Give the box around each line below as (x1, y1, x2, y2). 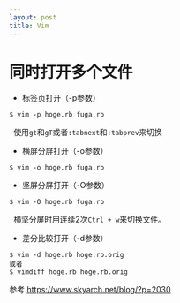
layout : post (9, 12, 57, 22)
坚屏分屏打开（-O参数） (21, 180, 109, 191)
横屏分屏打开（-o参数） (21, 146, 109, 156)
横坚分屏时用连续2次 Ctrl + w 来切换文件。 (12, 214, 166, 225)
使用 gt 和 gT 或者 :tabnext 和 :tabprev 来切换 (12, 127, 163, 138)
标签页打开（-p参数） (21, 93, 101, 103)
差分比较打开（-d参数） (21, 233, 109, 244)
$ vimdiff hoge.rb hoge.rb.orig (9, 268, 128, 276)
